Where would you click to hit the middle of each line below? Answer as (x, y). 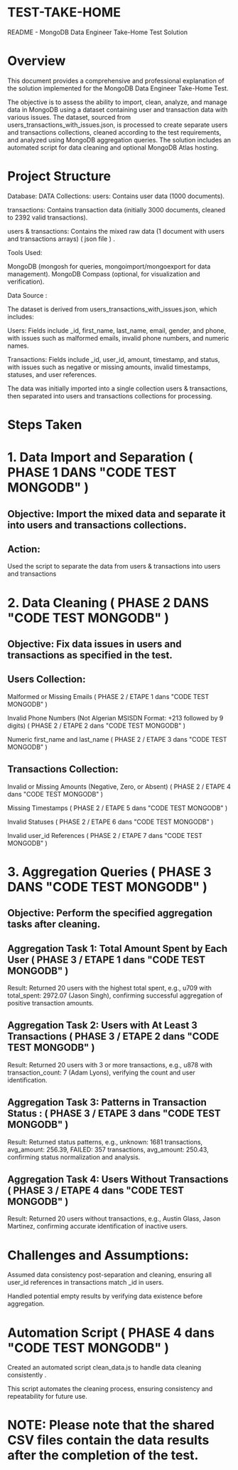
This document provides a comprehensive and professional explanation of (116, 81)
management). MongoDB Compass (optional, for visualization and (104, 274)
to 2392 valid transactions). (48, 217)
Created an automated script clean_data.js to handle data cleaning (104, 1367)
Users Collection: (47, 679)
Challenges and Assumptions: (98, 1255)
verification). (26, 281)
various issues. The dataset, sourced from (69, 117)
